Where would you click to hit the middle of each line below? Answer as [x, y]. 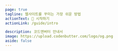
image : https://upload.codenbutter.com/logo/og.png [59, 36]
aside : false [18, 41]
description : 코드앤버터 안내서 [34, 32]
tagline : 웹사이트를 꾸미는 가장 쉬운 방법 [43, 14]
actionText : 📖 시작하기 [27, 18]
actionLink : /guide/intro [31, 23]
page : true [16, 9]
